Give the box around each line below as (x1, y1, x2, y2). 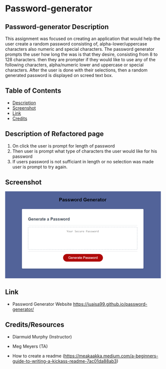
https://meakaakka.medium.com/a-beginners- (64, 353, 159, 359)
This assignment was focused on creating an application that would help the (5, 36, 161, 41)
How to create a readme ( (12, 353, 65, 359)
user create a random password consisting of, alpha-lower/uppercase (5, 41, 147, 47)
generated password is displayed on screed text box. (5, 73, 113, 78)
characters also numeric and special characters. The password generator (5, 46, 155, 52)
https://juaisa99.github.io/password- (73, 301, 148, 307)
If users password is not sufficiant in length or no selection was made (12, 158, 154, 164)
